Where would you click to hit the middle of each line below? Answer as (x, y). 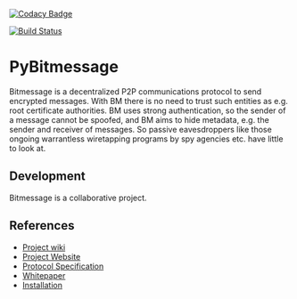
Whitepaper (44, 275)
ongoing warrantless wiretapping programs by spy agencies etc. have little (146, 139)
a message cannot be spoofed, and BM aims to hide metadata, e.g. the (139, 119)
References (42, 226)
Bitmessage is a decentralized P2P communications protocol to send (136, 91)
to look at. (28, 148)
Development (48, 177)
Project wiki (44, 247)
